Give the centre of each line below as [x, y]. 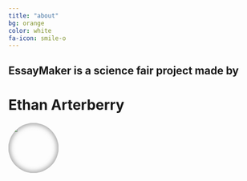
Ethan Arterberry [67, 105]
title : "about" [34, 16]
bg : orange [26, 23]
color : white [30, 30]
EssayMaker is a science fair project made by [123, 70]
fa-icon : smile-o [37, 38]
